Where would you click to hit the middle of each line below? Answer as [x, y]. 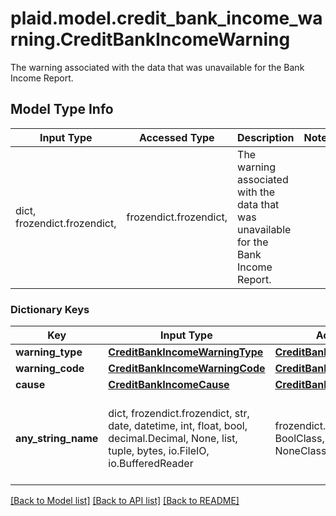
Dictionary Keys [50, 309]
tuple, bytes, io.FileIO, [159, 451]
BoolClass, [299, 439]
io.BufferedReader [151, 464]
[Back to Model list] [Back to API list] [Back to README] [125, 501]
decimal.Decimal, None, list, [173, 439]
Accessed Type [176, 137]
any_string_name [57, 439]
